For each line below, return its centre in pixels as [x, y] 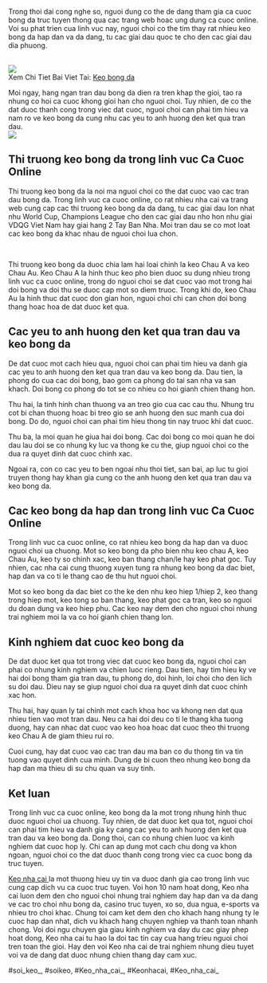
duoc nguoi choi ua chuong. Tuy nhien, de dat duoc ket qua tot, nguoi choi [131, 821]
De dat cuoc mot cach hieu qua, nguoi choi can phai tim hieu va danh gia [128, 363]
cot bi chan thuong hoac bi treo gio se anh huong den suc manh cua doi [126, 413]
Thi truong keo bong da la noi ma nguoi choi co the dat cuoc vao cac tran [129, 191]
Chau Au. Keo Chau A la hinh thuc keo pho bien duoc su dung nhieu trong [130, 272]
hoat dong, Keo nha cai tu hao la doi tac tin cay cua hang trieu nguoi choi [128, 938]
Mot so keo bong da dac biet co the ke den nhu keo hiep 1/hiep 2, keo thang [133, 592]
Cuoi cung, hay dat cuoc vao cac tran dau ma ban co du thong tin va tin [126, 751]
